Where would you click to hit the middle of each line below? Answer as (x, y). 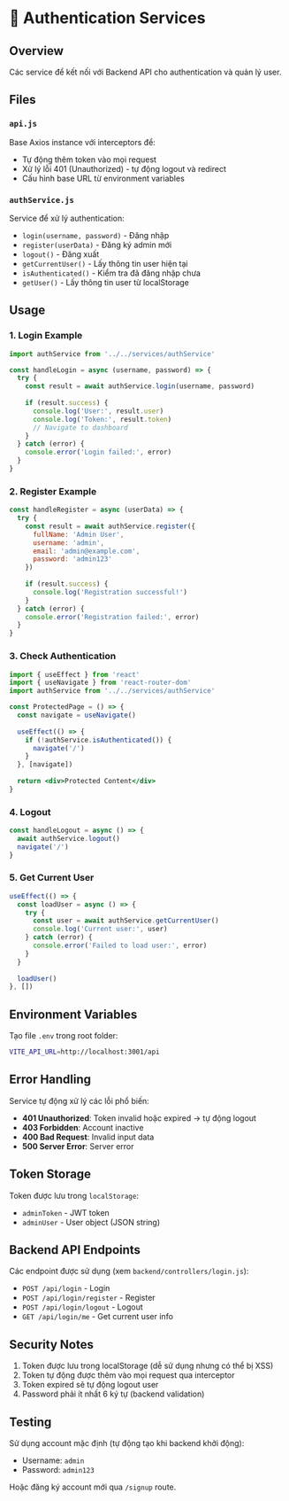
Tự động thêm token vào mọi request (89, 159)
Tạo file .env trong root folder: (64, 1036)
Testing (30, 1422)
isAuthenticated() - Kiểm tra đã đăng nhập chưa (111, 273)
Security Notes (52, 1345)
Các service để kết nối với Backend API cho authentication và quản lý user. (145, 72)
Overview (37, 51)
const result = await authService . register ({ (110, 526)
